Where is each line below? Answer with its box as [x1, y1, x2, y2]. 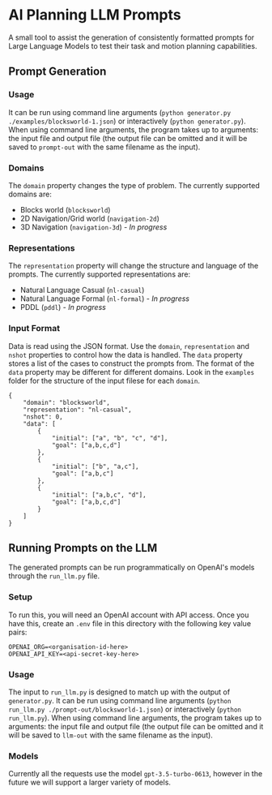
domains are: [8, 189, 53, 199]
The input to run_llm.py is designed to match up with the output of [8, 687, 231, 697]
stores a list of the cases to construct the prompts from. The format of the [8, 359, 255, 368]
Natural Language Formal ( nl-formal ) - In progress [19, 294, 190, 303]
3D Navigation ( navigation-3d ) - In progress [19, 221, 168, 232]
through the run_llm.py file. [8, 571, 100, 581]
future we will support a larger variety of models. [8, 777, 172, 788]
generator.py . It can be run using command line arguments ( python [8, 695, 232, 705]
